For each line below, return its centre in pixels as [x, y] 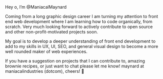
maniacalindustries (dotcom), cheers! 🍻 [45, 71]
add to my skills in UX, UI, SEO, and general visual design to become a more [81, 46]
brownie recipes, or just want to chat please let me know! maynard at [75, 66]
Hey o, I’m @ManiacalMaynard [36, 7]
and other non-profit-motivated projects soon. [52, 32]
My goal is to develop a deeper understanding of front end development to [80, 41]
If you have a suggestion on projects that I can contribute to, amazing [75, 61]
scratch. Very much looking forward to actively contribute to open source [79, 27]
